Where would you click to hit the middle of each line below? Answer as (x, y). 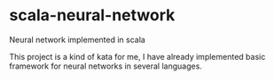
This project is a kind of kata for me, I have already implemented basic (137, 56)
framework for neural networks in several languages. (106, 66)
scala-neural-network (92, 15)
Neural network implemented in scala (78, 40)
